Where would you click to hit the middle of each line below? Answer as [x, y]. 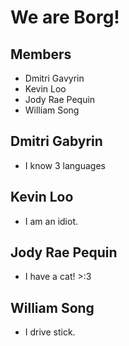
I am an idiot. [51, 221]
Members [41, 54]
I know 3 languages [65, 165]
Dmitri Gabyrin [56, 141]
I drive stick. [50, 332]
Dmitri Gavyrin [54, 78]
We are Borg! [65, 17]
